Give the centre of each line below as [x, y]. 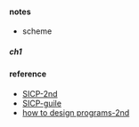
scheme [37, 31]
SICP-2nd [40, 93]
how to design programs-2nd [76, 112]
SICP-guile [42, 103]
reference [28, 74]
